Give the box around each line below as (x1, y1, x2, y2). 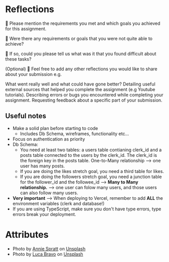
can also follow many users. (20, 190, 78, 196)
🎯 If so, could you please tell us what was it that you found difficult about (5, 51, 156, 57)
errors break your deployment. (12, 211, 77, 217)
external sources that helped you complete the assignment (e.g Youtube (5, 86, 155, 92)
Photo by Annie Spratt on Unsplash (12, 245, 86, 251)
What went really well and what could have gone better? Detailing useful (5, 81, 155, 87)
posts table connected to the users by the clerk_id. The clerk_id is (20, 152, 157, 158)
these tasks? (5, 56, 32, 62)
